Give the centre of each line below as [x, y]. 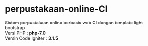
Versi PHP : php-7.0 [25, 33]
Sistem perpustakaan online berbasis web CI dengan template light [74, 23]
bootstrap [15, 27]
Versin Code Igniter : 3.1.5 [32, 38]
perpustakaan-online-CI [57, 9]
